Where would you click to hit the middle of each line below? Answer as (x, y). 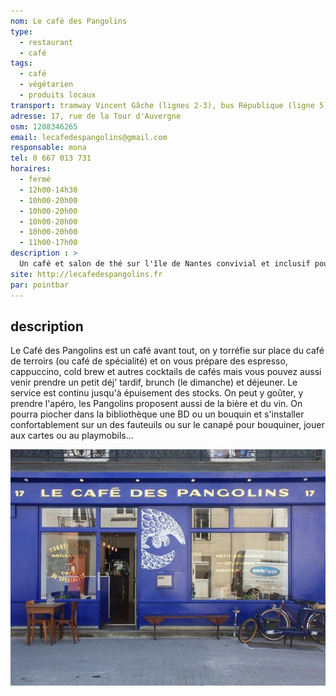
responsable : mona (48, 148)
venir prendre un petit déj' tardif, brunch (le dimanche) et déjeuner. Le (154, 382)
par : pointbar (40, 285)
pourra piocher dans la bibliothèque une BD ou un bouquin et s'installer (157, 414)
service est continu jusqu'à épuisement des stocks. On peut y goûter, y (157, 393)
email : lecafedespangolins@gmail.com (89, 137)
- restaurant (46, 42)
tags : (21, 63)
